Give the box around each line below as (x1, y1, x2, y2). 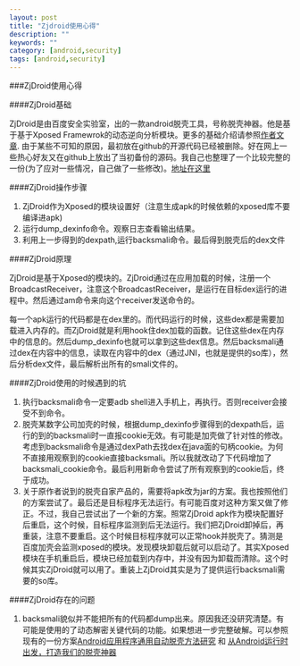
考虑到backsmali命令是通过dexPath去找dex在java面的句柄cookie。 (21, 442, 268, 451)
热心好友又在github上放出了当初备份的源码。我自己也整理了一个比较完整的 (16, 152, 291, 162)
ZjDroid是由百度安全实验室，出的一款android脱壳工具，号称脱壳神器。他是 (9, 118, 283, 129)
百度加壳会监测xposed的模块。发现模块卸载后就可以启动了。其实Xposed (21, 542, 290, 552)
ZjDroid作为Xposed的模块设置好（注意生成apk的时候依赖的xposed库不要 (21, 201, 290, 211)
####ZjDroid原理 (9, 254, 72, 264)
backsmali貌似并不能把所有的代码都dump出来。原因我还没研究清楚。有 (21, 613, 285, 624)
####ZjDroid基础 (9, 99, 72, 110)
